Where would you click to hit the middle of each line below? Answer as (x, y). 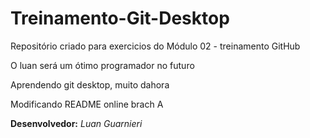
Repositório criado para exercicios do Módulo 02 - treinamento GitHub (155, 46)
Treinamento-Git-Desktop (120, 18)
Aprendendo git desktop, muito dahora (90, 84)
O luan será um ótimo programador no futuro (102, 65)
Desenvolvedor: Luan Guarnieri (76, 123)
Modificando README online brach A (87, 104)
